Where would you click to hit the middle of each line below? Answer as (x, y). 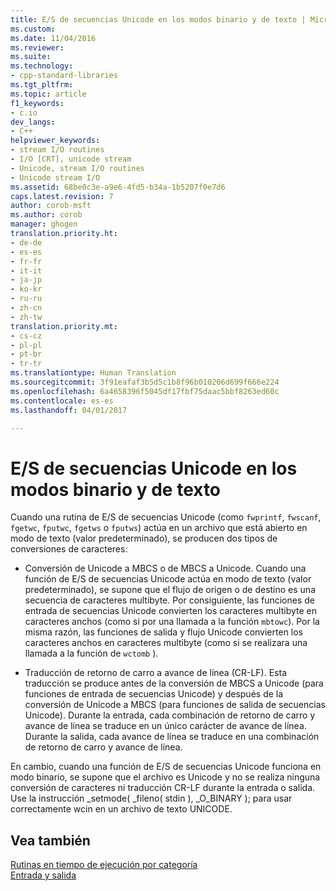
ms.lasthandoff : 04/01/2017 (69, 410)
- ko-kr (26, 289)
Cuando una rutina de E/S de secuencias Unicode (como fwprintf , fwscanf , (166, 517)
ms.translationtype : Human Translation (93, 373)
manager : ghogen (44, 224)
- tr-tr (26, 364)
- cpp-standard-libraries (64, 76)
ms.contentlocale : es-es (62, 401)
